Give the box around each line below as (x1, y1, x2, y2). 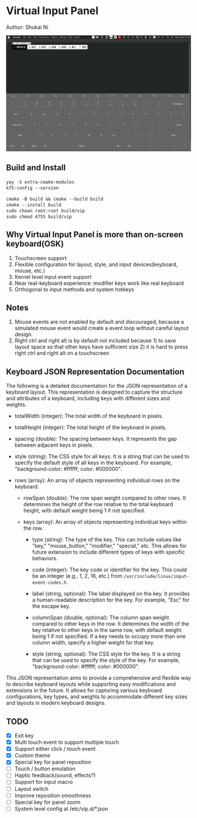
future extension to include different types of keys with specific (32, 548, 185, 556)
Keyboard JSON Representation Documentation (6, 367, 185, 377)
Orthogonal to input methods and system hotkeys (14, 285, 134, 292)
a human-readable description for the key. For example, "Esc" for (32, 596, 190, 604)
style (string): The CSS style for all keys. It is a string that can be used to (14, 453, 189, 460)
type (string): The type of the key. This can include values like (32, 536, 182, 543)
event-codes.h (32, 580, 67, 586)
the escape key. (32, 603, 71, 610)
